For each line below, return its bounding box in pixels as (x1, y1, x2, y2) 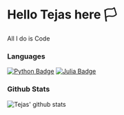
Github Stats (7, 85, 50, 94)
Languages (7, 51, 46, 61)
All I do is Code (7, 34, 50, 43)
